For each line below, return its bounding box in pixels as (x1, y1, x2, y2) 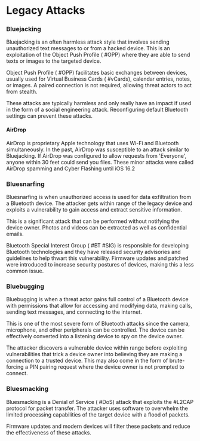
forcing (6, 363, 24, 370)
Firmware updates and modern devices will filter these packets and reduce (6, 422, 190, 430)
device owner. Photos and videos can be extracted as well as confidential (6, 223, 187, 231)
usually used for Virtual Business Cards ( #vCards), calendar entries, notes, (6, 75, 192, 82)
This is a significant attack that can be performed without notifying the (6, 218, 180, 225)
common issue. (6, 267, 44, 274)
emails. (6, 230, 24, 237)
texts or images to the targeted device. (6, 57, 101, 65)
